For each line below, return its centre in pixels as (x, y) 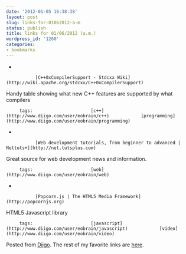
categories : (21, 45)
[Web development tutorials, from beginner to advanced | (108, 143)
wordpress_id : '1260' (33, 39)
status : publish (26, 28)
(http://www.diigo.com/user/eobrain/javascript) (67, 228)
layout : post (22, 17)
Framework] (128, 196)
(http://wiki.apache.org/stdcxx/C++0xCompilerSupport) (75, 83)
